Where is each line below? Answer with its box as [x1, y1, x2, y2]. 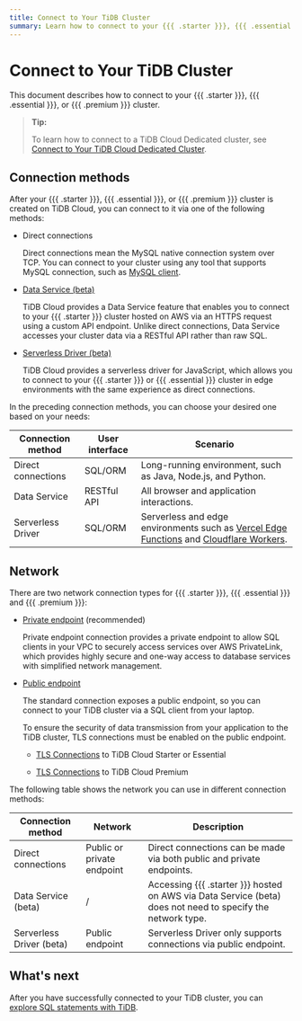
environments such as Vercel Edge [140, 522, 288, 535]
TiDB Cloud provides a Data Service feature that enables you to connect [22, 302, 290, 313]
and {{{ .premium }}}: [9, 597, 88, 608]
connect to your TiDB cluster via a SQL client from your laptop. [22, 705, 254, 715]
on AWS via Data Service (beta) [147, 890, 281, 902]
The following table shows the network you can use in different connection [9, 784, 287, 795]
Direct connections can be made [147, 841, 286, 854]
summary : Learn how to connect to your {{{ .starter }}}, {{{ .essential [9, 22, 292, 31]
